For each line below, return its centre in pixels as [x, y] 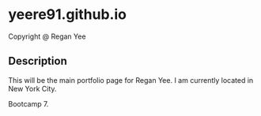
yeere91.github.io [67, 15]
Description [38, 61]
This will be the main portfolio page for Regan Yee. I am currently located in [131, 80]
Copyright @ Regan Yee [47, 36]
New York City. [32, 88]
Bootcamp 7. [28, 103]
